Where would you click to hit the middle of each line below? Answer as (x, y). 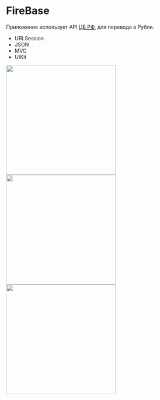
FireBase (28, 11)
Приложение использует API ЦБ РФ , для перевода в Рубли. (80, 27)
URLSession (29, 38)
